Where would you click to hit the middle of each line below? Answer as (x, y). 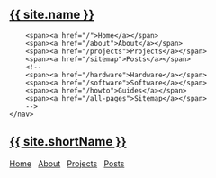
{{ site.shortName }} (68, 142)
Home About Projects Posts (67, 163)
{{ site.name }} (52, 15)
